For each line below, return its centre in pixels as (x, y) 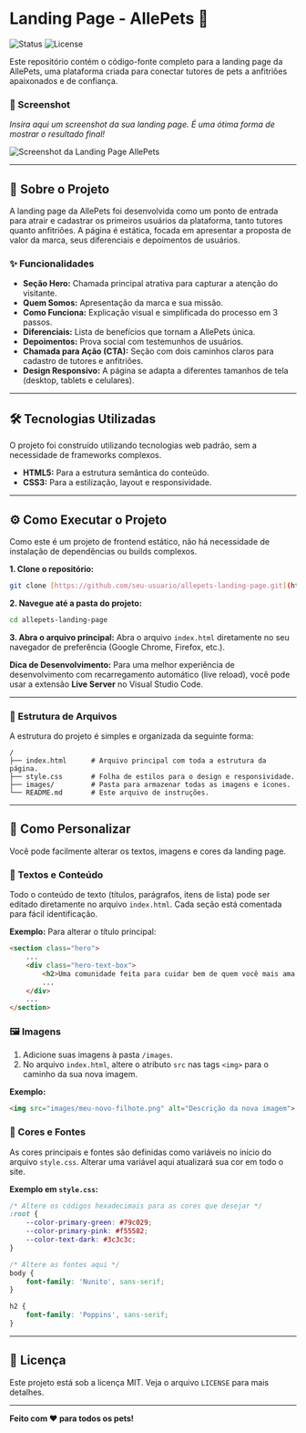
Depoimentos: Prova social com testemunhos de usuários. (133, 342)
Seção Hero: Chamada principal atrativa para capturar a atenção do (150, 284)
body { (22, 1273)
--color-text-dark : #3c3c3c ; (81, 1240)
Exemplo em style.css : (54, 1189)
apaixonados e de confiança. (64, 80)
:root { (24, 1214)
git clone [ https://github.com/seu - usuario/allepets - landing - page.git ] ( (150, 586)
